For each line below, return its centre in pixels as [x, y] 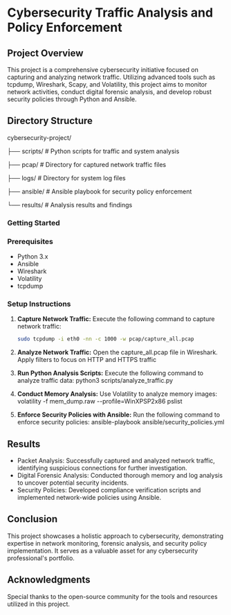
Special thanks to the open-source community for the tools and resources [112, 596]
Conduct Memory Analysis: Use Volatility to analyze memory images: [117, 394]
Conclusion [33, 519]
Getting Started [34, 223]
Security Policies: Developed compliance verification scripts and [109, 490]
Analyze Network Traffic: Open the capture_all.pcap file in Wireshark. [117, 352]
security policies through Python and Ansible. [72, 99]
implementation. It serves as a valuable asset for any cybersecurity [103, 551]
